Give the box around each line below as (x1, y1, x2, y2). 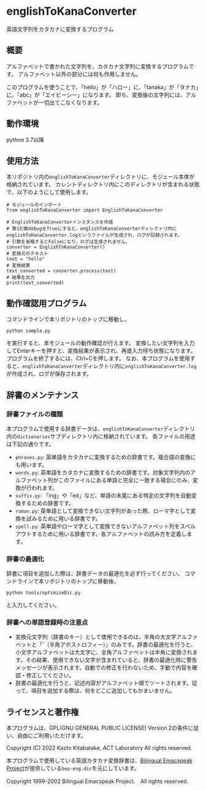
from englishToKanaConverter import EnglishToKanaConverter (6, 207, 164, 213)
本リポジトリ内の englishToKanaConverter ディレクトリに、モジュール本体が (6, 173, 195, 181)
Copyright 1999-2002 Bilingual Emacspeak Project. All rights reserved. (6, 777, 189, 785)
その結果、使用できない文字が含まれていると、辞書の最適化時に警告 (25, 656, 197, 664)
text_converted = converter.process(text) (6, 268, 116, 274)
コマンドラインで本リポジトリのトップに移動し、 (6, 315, 130, 323)
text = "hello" (6, 256, 45, 262)
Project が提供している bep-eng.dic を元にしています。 (6, 765, 140, 772)
